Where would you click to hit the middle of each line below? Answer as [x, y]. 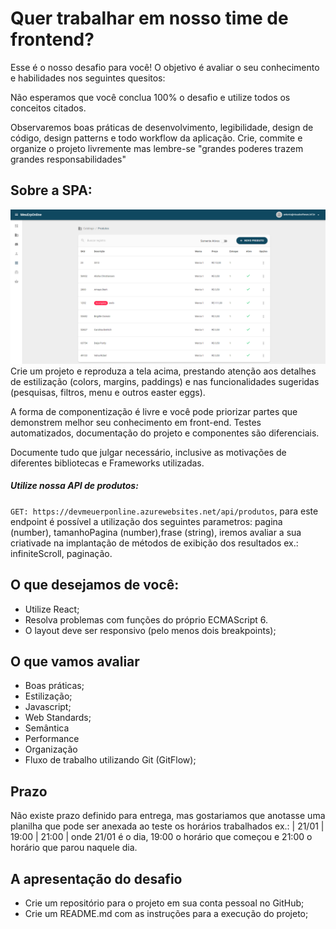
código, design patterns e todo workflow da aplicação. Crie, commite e [156, 138]
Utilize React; [52, 609]
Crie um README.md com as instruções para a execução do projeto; [166, 914]
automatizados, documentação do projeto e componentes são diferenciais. [165, 433]
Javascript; [48, 707]
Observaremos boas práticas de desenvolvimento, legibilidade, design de [162, 127]
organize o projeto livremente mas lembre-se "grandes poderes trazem [157, 148]
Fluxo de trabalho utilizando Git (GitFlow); [110, 760]
